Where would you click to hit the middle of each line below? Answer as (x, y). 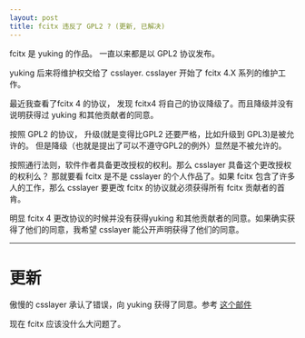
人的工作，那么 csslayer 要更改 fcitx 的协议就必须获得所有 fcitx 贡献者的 (143, 187)
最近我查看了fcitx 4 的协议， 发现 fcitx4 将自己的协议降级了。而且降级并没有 (152, 103)
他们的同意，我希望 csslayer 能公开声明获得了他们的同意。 (134, 229)
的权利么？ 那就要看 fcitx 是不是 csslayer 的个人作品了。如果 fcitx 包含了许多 (152, 176)
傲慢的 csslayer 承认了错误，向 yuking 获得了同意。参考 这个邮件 (131, 304)
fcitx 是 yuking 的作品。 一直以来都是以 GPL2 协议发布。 (114, 53)
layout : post (34, 18)
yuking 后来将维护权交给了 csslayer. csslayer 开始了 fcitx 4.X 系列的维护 (144, 73)
